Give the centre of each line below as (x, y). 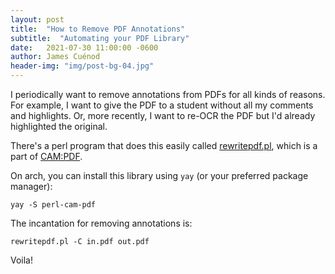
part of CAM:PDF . (46, 156)
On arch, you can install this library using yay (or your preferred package (159, 175)
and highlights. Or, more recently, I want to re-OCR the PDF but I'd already (163, 115)
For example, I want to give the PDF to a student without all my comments (162, 105)
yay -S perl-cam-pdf (53, 205)
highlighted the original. (59, 126)
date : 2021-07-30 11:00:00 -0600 (84, 47)
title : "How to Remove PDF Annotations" (98, 29)
